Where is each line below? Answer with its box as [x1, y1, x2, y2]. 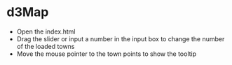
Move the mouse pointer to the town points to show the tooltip [16, 50, 197, 58]
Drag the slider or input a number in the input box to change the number [16, 34, 225, 43]
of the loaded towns [16, 42, 75, 50]
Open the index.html [16, 27, 76, 36]
